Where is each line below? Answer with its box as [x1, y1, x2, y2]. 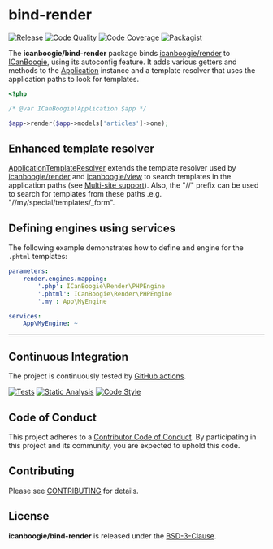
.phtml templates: [8, 252, 67, 262]
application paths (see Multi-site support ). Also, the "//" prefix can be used [8, 180, 259, 190]
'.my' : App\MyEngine [37, 297, 107, 305]
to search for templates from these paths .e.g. [8, 189, 162, 199]
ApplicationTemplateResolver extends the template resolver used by [8, 163, 236, 173]
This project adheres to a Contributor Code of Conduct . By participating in [8, 432, 257, 442]
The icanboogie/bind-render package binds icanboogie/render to [8, 48, 231, 58]
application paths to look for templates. [8, 74, 140, 84]
